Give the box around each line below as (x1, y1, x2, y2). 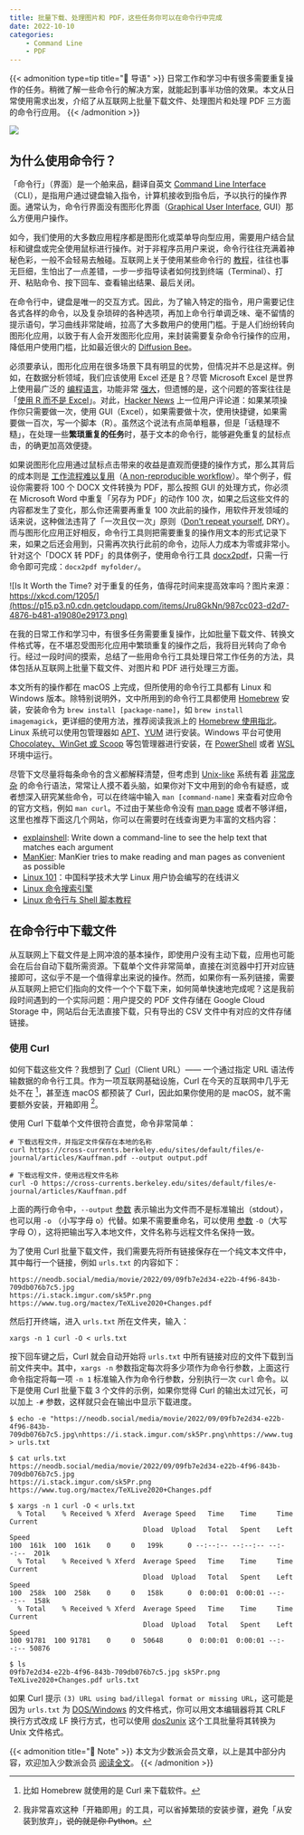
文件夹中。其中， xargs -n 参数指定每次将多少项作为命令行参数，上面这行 (16, 1362, 290, 1373)
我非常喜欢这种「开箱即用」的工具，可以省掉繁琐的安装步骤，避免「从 (22, 1804, 285, 1815)
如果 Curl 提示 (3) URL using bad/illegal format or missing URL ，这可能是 (9, 1693, 294, 1704)
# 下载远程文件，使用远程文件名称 (9, 1171, 119, 1180)
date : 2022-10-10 (9, 22, 75, 31)
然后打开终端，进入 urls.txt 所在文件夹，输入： (9, 1316, 190, 1327)
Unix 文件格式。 (9, 1726, 69, 1738)
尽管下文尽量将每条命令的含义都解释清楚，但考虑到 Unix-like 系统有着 (9, 769, 270, 779)
